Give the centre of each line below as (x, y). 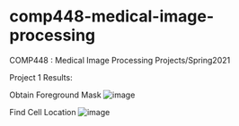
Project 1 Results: (41, 77)
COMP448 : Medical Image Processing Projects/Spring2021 (120, 60)
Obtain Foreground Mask (55, 95)
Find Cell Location (43, 112)
